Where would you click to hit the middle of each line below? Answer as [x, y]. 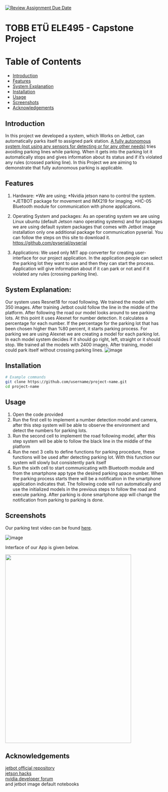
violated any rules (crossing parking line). [55, 274]
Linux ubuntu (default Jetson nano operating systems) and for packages [87, 221]
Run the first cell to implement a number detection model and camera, [85, 419]
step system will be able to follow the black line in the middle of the [82, 441]
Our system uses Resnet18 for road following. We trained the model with [80, 302]
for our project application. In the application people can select [97, 258]
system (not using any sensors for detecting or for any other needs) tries [80, 146]
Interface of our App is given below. [42, 547]
